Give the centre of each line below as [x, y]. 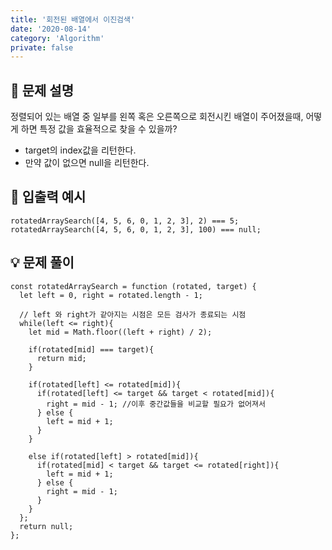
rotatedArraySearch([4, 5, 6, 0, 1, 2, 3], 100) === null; [136, 229]
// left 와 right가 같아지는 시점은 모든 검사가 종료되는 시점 [133, 314]
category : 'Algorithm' [57, 38]
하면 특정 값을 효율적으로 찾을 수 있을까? [99, 129]
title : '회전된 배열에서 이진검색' [73, 19]
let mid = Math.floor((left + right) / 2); [120, 332]
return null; [46, 526]
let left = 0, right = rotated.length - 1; [111, 295]
